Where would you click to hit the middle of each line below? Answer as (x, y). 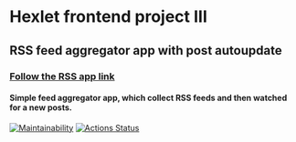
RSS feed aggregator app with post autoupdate (146, 51)
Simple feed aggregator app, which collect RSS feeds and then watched (148, 98)
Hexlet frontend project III (109, 17)
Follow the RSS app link (63, 76)
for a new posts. (41, 107)
